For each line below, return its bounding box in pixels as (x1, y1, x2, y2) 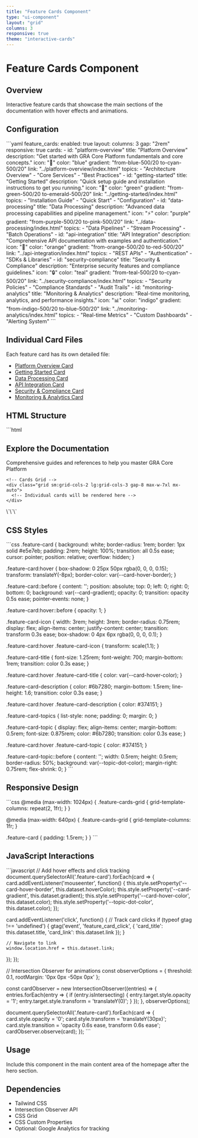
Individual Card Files (6, 335, 83, 345)
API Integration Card (14, 381, 64, 388)
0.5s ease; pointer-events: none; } (6, 596, 89, 603)
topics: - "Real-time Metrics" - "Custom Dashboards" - (59, 311, 193, 319)
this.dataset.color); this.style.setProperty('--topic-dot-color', (6, 898, 154, 905)
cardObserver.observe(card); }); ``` (6, 1028, 91, 1035)
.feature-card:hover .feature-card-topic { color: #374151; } (6, 741, 148, 749)
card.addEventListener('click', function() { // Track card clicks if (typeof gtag (6, 916, 192, 923)
